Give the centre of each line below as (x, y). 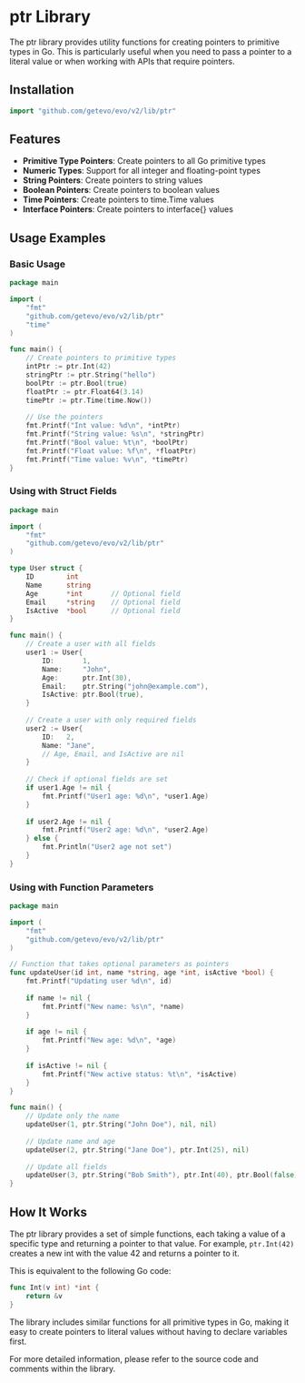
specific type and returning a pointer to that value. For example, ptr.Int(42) (152, 1244)
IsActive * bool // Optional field (103, 611)
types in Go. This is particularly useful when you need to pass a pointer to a (151, 51)
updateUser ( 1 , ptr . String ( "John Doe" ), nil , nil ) (122, 1125)
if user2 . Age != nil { (69, 822)
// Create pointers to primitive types (101, 358)
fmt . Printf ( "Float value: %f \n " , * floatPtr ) (111, 451)
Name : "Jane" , (69, 745)
